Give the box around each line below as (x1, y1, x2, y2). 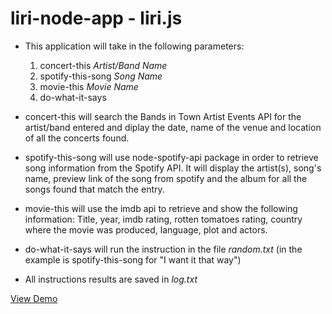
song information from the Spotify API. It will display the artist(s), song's (24, 162, 322, 174)
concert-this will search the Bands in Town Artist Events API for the (24, 110, 302, 122)
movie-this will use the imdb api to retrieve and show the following (24, 202, 298, 214)
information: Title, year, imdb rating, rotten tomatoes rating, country (24, 213, 303, 225)
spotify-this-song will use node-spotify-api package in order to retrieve (24, 151, 319, 163)
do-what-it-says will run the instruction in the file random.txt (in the (24, 243, 303, 255)
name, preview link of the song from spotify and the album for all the (24, 172, 308, 184)
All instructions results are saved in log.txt (24, 273, 198, 285)
